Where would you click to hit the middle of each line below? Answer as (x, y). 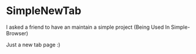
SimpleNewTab (44, 11)
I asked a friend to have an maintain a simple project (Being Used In (88, 27)
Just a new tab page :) (33, 45)
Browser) (17, 33)
